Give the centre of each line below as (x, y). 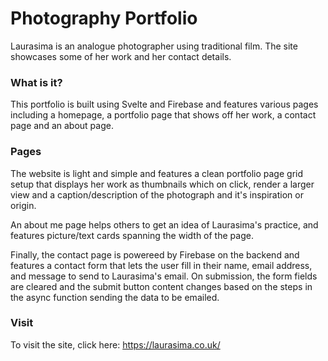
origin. (23, 205)
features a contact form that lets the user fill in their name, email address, (161, 265)
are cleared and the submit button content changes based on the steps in (161, 286)
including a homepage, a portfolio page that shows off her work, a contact (163, 115)
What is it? (36, 82)
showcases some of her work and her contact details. (121, 56)
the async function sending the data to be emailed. (115, 297)
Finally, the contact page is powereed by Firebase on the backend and (155, 254)
